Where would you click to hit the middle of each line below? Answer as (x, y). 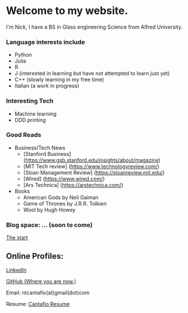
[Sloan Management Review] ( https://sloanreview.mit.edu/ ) (94, 172)
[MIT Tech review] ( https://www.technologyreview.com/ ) (91, 166)
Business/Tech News (40, 148)
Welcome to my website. (67, 11)
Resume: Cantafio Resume (38, 304)
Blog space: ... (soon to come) (49, 225)
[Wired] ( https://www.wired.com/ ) (64, 179)
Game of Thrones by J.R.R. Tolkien (65, 203)
